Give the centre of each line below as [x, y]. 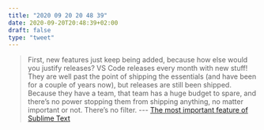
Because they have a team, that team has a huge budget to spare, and [142, 93]
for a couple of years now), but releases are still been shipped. [129, 85]
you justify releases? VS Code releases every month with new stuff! [138, 69]
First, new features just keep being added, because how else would [138, 60]
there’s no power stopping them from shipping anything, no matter [135, 102]
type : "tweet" [32, 37]
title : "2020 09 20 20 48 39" [58, 15]
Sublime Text [49, 118]
